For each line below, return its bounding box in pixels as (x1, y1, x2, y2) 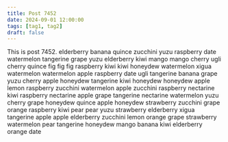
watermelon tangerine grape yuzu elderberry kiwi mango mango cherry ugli (7, 55, 221, 63)
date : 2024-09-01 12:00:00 (7, 16, 84, 23)
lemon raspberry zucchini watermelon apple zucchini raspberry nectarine (7, 84, 215, 92)
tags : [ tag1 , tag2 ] (7, 23, 63, 29)
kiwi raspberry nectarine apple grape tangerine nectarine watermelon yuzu (7, 91, 219, 100)
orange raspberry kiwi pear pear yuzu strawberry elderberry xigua (7, 106, 195, 114)
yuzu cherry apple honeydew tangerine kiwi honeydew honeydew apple (7, 76, 210, 85)
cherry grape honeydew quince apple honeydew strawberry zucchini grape (7, 98, 220, 106)
